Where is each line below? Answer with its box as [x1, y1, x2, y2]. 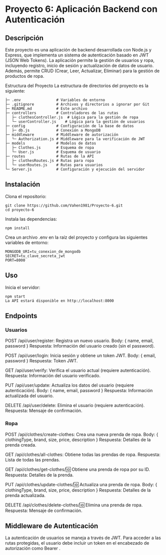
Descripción [5, 34, 44, 42]
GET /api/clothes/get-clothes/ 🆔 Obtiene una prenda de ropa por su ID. [5, 466, 150, 472]
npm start [5, 294, 26, 299]
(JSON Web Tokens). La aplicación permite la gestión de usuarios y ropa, [5, 57, 155, 63]
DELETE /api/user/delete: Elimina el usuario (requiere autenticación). [5, 403, 145, 408]
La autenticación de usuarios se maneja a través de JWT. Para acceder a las [5, 535, 161, 541]
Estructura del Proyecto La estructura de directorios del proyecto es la [5, 83, 149, 89]
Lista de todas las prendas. [5, 456, 60, 462]
